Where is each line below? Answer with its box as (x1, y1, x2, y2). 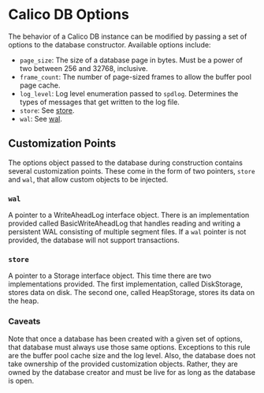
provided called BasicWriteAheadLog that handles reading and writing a (8, 219, 241, 228)
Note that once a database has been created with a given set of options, (8, 334, 243, 343)
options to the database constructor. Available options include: (8, 39, 211, 49)
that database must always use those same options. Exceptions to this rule (8, 342, 251, 352)
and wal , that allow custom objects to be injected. (8, 174, 169, 184)
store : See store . (19, 105, 75, 115)
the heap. (8, 296, 39, 305)
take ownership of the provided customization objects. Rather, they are (8, 359, 239, 369)
